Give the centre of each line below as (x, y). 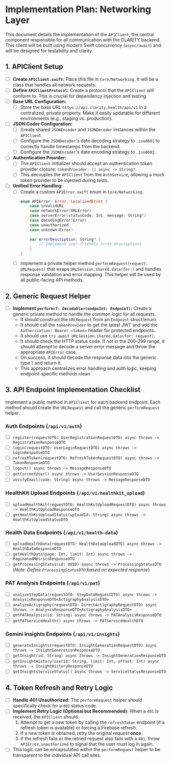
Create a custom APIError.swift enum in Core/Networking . (82, 192)
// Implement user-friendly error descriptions (90, 244)
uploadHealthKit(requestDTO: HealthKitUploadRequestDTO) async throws (89, 505)
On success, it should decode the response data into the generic (88, 357)
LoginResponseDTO (31, 453)
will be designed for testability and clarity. (49, 51)
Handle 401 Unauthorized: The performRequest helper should (77, 700)
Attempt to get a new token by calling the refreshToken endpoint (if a (92, 722)
